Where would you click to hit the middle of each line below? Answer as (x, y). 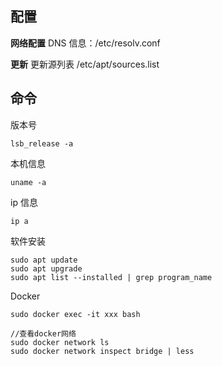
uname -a (28, 182)
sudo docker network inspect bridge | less (102, 351)
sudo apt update (44, 260)
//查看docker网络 (43, 333)
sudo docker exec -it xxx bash (75, 314)
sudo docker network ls (60, 342)
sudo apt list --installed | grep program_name (111, 277)
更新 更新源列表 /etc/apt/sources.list (85, 64)
